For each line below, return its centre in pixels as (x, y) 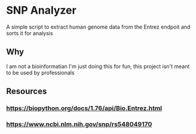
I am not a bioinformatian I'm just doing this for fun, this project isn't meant (98, 66)
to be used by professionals (40, 73)
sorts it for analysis (30, 33)
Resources (27, 91)
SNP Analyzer (41, 10)
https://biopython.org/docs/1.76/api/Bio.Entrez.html (84, 108)
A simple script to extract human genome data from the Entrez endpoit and (98, 27)
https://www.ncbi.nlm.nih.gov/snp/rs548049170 (79, 124)
